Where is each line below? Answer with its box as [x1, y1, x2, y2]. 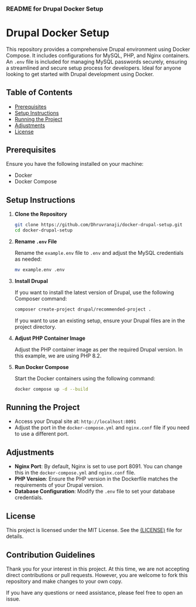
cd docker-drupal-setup [14, 227, 73, 233]
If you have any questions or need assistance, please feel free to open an [6, 589, 183, 596]
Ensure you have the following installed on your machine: [6, 161, 144, 168]
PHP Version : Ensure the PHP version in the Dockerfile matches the [14, 475, 178, 482]
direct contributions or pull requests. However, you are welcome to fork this [6, 571, 188, 578]
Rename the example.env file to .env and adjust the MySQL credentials [14, 250, 184, 257]
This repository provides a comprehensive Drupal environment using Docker [6, 46, 190, 53]
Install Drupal [14, 277, 48, 284]
